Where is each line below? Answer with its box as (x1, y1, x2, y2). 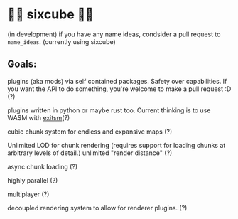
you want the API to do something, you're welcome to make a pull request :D (7, 85, 232, 93)
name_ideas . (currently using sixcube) (7, 37, 116, 46)
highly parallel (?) (7, 176, 58, 184)
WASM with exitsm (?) (7, 113, 70, 122)
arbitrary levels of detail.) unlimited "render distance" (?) (7, 149, 173, 157)
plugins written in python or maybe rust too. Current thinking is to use (7, 106, 211, 114)
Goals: (7, 58, 37, 70)
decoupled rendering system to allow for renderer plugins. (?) (7, 203, 188, 212)
